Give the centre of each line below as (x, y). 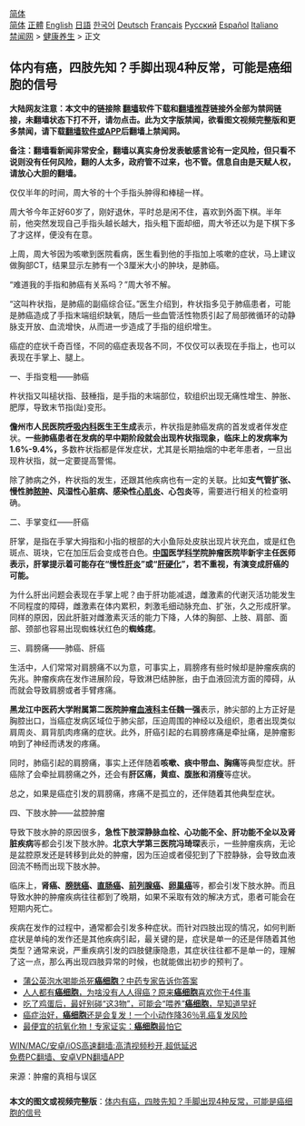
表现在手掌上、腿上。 (49, 357)
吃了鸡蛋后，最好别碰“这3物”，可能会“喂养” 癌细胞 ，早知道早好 (139, 1003)
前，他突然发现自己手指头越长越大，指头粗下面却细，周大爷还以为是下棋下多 (152, 223)
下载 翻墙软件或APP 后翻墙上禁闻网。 (117, 131)
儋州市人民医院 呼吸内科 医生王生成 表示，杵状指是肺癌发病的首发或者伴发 (144, 426)
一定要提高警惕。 (89, 460)
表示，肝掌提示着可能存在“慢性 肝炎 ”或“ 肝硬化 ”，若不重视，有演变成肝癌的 (149, 563)
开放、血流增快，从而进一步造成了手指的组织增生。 (120, 326)
